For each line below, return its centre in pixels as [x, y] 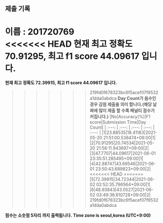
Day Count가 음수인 [137, 98]
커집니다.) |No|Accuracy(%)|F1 [120, 117]
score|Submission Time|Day [118, 122]
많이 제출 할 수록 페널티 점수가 [127, 111]
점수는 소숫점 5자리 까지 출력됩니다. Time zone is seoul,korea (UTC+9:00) [78, 215]
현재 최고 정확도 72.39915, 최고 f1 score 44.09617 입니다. [61, 83]
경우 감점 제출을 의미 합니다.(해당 [121, 105]
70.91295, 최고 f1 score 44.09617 [72, 56]
